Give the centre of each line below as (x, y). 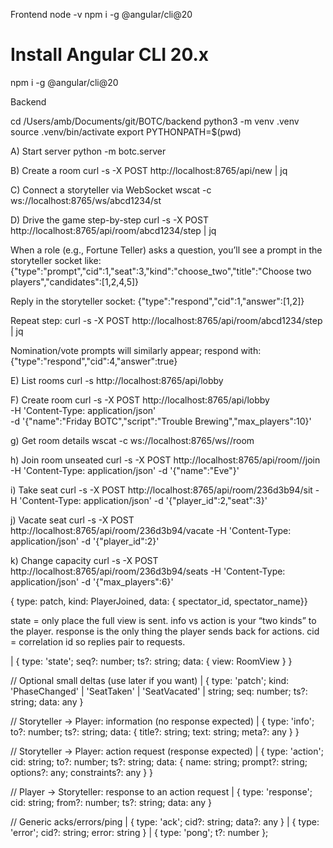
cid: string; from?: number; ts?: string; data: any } (111, 802)
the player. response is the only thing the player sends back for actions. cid (165, 631)
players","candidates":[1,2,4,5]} (75, 281)
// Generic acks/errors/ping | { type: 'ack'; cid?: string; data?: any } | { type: (165, 821)
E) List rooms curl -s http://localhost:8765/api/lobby (117, 380)
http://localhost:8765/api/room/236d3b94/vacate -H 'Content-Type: (151, 530)
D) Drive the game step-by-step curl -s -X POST (109, 220)
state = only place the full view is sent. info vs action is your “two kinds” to (163, 620)
